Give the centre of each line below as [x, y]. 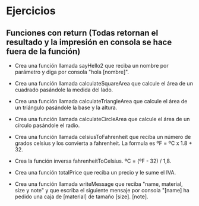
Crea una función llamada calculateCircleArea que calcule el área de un [102, 119]
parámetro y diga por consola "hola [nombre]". [72, 72]
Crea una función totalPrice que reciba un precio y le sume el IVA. [95, 172]
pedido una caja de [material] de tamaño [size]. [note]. [81, 197]
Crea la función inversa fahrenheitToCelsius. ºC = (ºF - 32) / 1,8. [93, 161]
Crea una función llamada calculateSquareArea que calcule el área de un [104, 83]
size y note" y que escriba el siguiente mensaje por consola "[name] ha [102, 190]
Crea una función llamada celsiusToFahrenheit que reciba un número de [103, 137]
